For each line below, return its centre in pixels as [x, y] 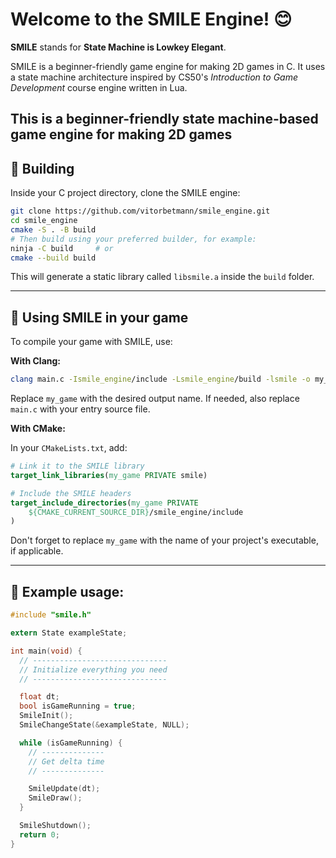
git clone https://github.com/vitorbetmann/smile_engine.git [140, 211]
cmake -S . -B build [53, 229]
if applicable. [37, 551]
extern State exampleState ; [69, 633]
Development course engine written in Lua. [99, 87]
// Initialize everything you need [93, 669]
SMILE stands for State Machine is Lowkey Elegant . [118, 47]
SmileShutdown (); [55, 826]
